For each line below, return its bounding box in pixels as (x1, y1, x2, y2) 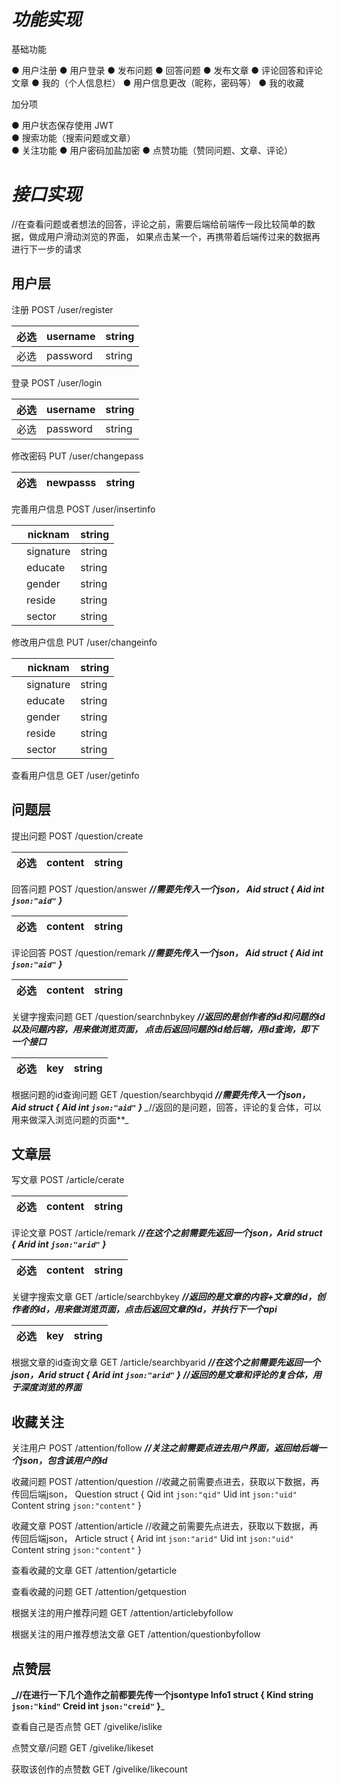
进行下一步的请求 (11, 243, 82, 255)
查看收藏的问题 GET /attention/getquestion (11, 1586, 188, 1598)
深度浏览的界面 (19, 1381, 82, 1394)
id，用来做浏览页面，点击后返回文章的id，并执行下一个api (37, 1303, 278, 1315)
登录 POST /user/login (11, 376, 103, 389)
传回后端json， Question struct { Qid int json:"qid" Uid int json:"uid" (11, 1488, 298, 1500)
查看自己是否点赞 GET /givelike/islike (11, 1720, 163, 1732)
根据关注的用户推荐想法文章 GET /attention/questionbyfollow (11, 1628, 261, 1640)
